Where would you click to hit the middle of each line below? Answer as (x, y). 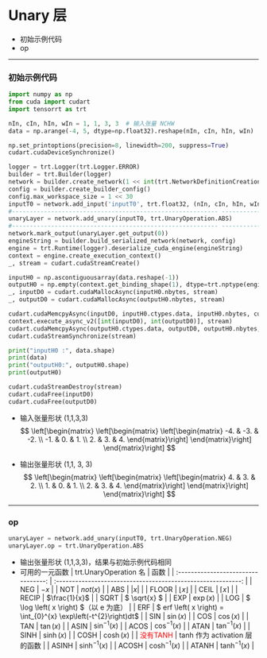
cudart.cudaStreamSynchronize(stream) (72, 336)
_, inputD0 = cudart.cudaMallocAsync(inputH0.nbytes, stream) (113, 292)
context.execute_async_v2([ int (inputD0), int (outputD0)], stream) (120, 321)
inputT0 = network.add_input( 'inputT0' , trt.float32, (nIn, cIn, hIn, (128, 204)
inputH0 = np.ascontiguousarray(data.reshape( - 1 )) (94, 277)
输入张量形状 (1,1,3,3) (54, 418)
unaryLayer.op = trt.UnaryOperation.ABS (76, 546)
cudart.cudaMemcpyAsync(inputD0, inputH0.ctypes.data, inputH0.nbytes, (129, 314)
